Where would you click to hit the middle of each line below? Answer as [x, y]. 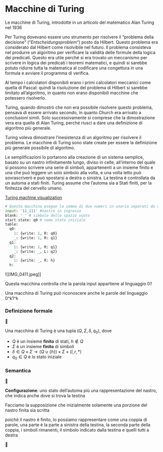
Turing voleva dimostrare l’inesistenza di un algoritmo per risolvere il [73, 137]
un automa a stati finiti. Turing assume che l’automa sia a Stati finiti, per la [78, 183]
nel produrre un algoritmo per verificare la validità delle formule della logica [80, 52]
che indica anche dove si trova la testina [45, 396]
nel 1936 [14, 27]
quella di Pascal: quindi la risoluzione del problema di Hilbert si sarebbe [76, 87]
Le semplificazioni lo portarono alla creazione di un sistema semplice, [74, 157]
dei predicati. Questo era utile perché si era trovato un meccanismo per [76, 57]
